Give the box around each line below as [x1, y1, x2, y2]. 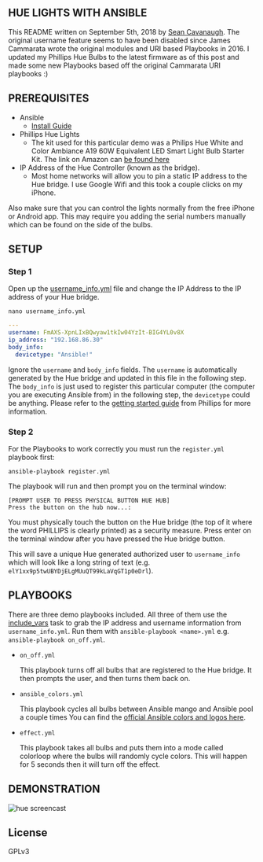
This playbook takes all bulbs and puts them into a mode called [19, 742, 224, 752]
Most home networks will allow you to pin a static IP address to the [31, 171, 247, 180]
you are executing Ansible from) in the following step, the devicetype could [8, 389, 250, 400]
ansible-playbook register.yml [8, 467, 111, 475]
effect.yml [19, 729, 56, 737]
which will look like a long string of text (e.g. [8, 558, 151, 567]
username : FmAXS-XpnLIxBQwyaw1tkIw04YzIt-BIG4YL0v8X [8, 329, 184, 337]
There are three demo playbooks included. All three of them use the [8, 610, 228, 619]
